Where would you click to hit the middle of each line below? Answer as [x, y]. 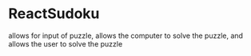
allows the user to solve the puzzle [66, 43]
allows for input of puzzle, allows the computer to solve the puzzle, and [126, 35]
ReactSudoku [54, 14]
